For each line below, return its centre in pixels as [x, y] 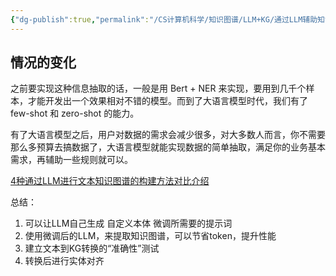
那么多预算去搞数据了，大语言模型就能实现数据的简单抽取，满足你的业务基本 [168, 147]
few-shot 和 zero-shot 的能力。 [75, 113]
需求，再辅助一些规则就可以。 [71, 160]
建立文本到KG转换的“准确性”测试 [92, 248]
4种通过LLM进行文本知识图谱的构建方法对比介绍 [110, 181]
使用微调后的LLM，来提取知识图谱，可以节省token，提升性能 [150, 236]
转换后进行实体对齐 [64, 261]
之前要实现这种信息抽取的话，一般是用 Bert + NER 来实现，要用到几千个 [158, 88]
